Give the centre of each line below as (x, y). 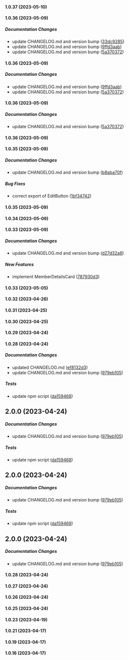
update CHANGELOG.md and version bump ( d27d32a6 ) (68, 253)
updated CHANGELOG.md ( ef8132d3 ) (50, 367)
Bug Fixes (15, 184)
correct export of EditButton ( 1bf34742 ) (52, 196)
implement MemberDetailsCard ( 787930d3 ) (56, 277)
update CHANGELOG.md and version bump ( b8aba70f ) (67, 172)
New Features (19, 264)
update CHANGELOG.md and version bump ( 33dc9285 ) (68, 42)
